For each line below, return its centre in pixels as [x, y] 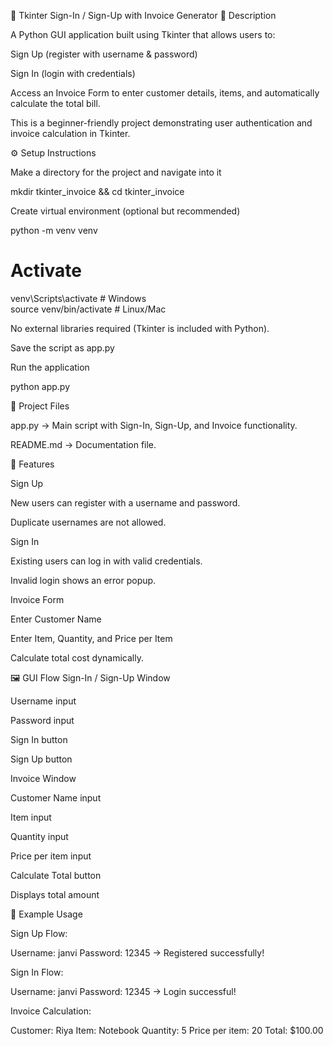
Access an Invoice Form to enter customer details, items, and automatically [165, 93]
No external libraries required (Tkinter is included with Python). [140, 328]
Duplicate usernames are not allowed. [88, 522]
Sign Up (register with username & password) [104, 54]
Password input [42, 720]
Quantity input [39, 836]
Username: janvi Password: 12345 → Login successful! [123, 991]
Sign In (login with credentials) [73, 73]
